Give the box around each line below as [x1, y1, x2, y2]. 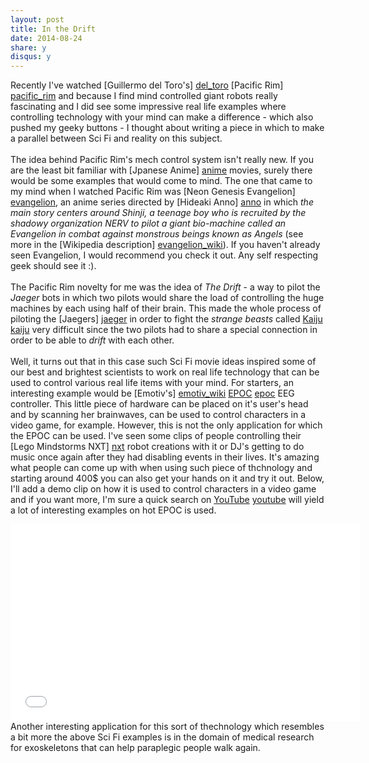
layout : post [10, 14, 65, 25]
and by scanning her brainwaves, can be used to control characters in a [10, 409, 307, 421]
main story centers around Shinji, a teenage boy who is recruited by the [10, 207, 307, 219]
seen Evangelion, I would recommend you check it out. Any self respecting [10, 249, 319, 261]
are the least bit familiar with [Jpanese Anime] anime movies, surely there [10, 164, 313, 176]
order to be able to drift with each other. [10, 334, 175, 346]
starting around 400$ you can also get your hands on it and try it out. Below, [10, 472, 325, 485]
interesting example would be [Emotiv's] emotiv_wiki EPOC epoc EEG [10, 387, 295, 400]
